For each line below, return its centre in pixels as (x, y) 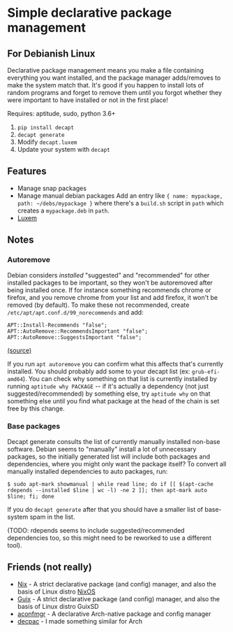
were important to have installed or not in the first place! (88, 100)
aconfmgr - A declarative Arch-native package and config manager (114, 614)
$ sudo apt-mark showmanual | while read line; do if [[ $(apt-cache (111, 484)
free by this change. (36, 408)
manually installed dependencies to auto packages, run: (88, 471)
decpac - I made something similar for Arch (80, 621)
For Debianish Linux (51, 53)
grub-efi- (206, 372)
